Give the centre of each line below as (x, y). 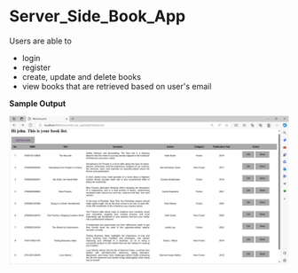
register (36, 67)
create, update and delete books (82, 76)
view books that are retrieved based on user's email (117, 86)
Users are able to (41, 41)
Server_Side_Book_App (98, 16)
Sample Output (38, 103)
